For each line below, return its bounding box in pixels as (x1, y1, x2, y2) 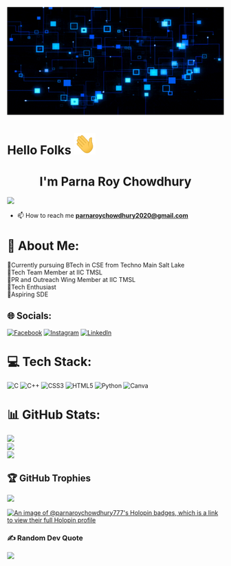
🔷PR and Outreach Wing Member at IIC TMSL (7, 276, 136, 284)
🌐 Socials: (7, 310, 52, 322)
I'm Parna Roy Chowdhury (39, 174, 192, 190)
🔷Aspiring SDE (7, 290, 49, 299)
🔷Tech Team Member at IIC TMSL (7, 268, 103, 276)
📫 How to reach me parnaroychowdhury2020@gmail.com (16, 212, 188, 220)
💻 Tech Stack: (7, 354, 92, 370)
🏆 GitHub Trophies (7, 472, 91, 485)
